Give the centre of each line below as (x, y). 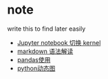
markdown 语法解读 (45, 51)
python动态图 (36, 68)
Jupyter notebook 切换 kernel (59, 42)
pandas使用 (34, 59)
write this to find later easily (46, 29)
